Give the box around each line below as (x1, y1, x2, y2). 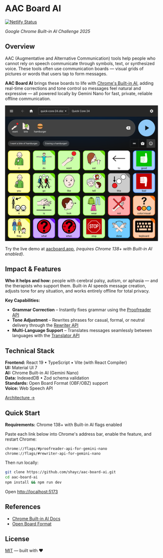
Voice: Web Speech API (5, 385, 53, 391)
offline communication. (5, 96, 51, 101)
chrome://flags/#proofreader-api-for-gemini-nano (5, 446, 108, 451)
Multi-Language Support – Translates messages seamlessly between (12, 328, 152, 333)
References (5, 503, 41, 511)
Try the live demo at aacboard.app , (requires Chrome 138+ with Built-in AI (5, 246, 153, 251)
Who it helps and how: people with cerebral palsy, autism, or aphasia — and (5, 278, 158, 284)
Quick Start (5, 409, 40, 417)
